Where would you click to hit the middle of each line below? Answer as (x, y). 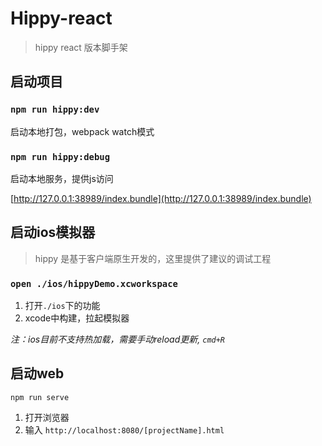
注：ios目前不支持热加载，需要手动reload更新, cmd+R (118, 339)
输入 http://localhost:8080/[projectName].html (124, 429)
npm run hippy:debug (60, 156)
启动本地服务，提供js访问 (62, 178)
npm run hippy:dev (55, 110)
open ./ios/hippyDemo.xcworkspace (94, 283)
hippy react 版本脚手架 (81, 47)
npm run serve (40, 397)
